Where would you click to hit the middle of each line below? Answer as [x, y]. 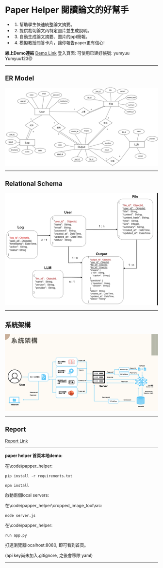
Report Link [16, 441]
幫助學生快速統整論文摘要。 [47, 24]
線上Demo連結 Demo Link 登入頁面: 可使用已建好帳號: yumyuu [67, 53]
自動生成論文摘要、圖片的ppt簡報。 [55, 37]
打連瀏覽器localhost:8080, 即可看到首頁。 [47, 545]
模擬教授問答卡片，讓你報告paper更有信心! [62, 42]
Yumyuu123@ [19, 58]
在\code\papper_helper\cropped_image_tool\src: [54, 505]
